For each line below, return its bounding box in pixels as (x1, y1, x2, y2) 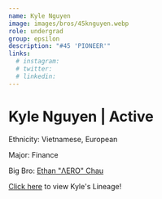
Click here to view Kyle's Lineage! (8, 181, 122, 191)
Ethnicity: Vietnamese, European (8, 134, 118, 144)
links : (8, 50, 31, 58)
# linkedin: (15, 72, 57, 80)
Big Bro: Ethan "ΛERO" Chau (8, 166, 104, 175)
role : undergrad (8, 27, 63, 35)
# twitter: (15, 65, 53, 73)
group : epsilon (8, 34, 60, 43)
